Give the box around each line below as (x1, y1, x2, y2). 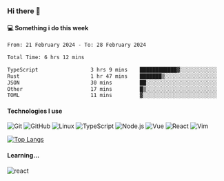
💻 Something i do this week (7, 23, 89, 32)
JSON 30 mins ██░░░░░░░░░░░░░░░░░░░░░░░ (7, 79, 217, 86)
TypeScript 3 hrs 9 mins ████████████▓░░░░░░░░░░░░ (7, 66, 217, 73)
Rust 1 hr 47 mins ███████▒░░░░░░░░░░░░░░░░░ (7, 72, 217, 80)
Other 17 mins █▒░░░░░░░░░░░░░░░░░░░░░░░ (7, 85, 217, 92)
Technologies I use (7, 107, 63, 115)
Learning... (7, 151, 40, 160)
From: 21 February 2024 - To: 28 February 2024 (7, 41, 147, 49)
